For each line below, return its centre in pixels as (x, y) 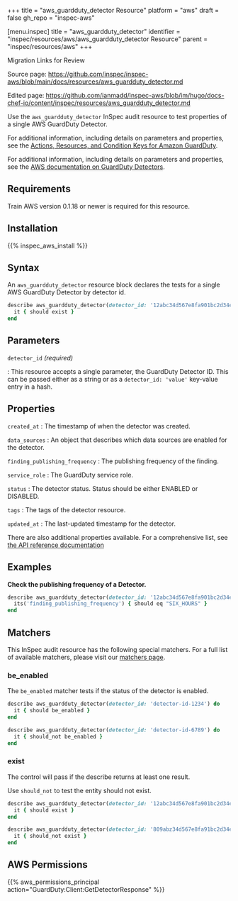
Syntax (23, 268)
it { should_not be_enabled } (58, 736)
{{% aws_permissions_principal (53, 882)
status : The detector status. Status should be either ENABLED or (103, 488)
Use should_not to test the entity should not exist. (80, 790)
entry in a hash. (30, 387)
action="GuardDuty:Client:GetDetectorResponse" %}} (86, 889)
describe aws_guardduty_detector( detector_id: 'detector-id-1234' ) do (114, 704)
